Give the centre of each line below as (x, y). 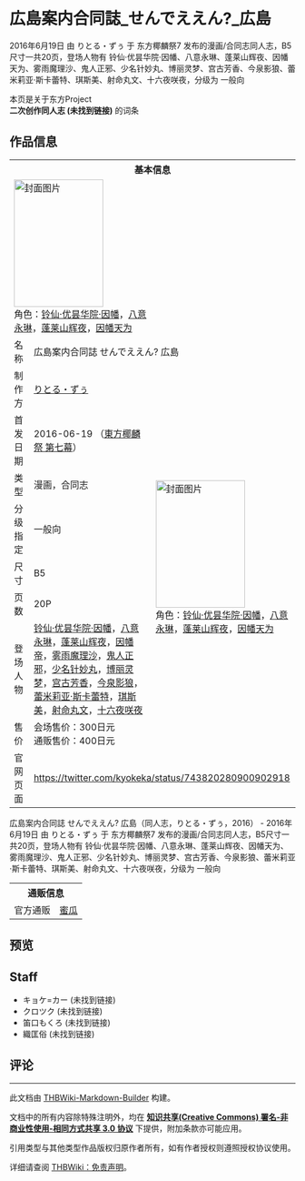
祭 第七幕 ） (57, 447)
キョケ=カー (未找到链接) (69, 999)
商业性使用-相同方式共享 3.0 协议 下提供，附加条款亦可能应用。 (128, 1128)
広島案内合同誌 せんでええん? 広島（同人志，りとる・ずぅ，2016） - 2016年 (151, 823)
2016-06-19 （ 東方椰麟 (87, 433)
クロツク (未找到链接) (62, 1011)
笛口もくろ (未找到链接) (66, 1022)
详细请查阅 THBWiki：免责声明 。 (70, 1166)
